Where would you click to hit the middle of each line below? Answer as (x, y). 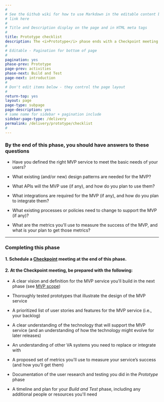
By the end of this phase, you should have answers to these (77, 145)
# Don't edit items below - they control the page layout (65, 87)
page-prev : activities (28, 69)
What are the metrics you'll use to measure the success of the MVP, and (85, 225)
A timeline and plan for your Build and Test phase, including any (76, 389)
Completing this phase (32, 247)
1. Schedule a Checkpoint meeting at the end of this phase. (66, 259)
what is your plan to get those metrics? (51, 230)
